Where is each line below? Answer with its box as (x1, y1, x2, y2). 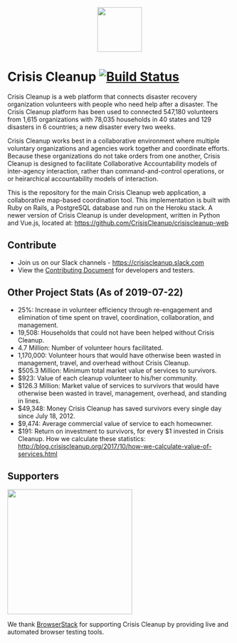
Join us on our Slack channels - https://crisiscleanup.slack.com (17, 258, 204, 267)
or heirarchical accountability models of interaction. (7, 174, 159, 183)
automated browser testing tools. (7, 628, 105, 637)
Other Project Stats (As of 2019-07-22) (7, 286, 184, 299)
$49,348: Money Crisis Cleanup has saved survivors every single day (17, 404, 222, 412)
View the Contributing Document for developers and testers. (17, 265, 195, 274)
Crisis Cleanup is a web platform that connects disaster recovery (7, 92, 198, 101)
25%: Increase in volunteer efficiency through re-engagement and (17, 305, 212, 314)
